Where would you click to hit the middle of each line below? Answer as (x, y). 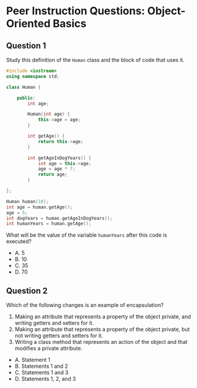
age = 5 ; (17, 213)
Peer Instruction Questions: (76, 11)
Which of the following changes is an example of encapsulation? (85, 305)
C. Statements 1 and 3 (42, 373)
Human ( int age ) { (49, 114)
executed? (19, 241)
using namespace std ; (33, 76)
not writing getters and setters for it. (59, 336)
